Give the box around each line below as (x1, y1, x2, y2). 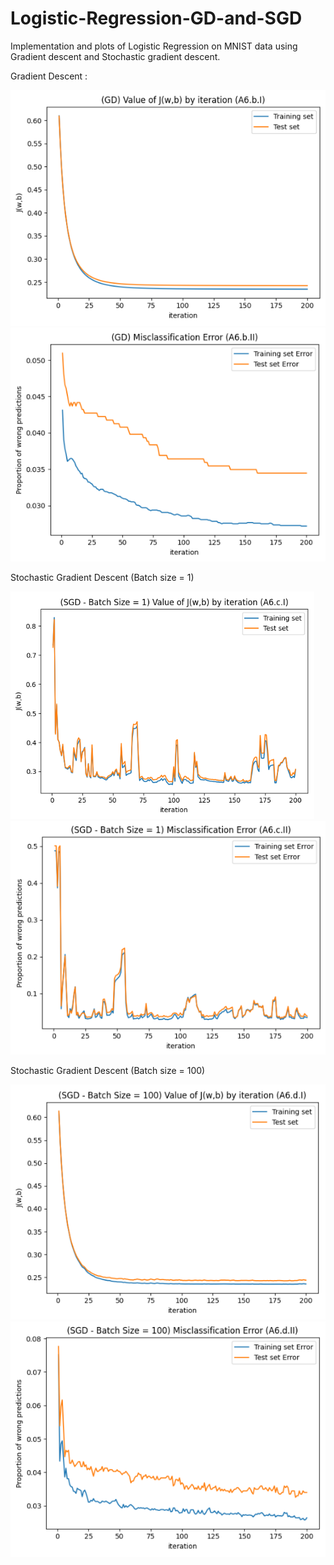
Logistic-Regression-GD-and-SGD (10, 7, 303, 30)
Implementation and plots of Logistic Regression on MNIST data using (10, 40, 298, 52)
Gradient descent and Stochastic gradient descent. (10, 50, 221, 62)
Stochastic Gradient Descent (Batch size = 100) (10, 1064, 206, 1076)
